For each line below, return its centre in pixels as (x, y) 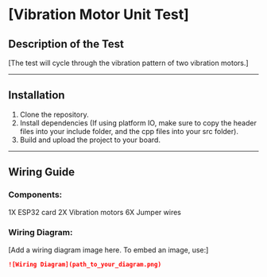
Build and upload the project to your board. (90, 140)
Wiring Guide (42, 172)
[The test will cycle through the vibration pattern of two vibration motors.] (128, 63)
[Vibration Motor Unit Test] (99, 15)
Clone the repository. (54, 114)
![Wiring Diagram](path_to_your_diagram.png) (85, 264)
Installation (37, 96)
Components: (35, 194)
